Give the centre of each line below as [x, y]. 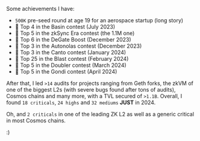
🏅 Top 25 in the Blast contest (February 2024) [72, 59]
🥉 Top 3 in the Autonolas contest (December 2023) [78, 46]
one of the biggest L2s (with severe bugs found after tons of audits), [91, 89]
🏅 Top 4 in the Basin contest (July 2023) [65, 27]
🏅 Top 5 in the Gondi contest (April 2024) [66, 71]
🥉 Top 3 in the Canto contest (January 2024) [70, 52]
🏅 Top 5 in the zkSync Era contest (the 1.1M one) [75, 33]
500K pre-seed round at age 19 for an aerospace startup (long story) [99, 20]
